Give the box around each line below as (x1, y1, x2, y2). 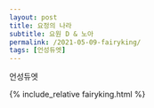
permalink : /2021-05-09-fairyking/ (9, 37, 142, 47)
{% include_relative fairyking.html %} (9, 89, 146, 100)
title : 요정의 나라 (9, 21, 72, 30)
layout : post (9, 12, 58, 22)
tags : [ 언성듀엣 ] (9, 46, 67, 55)
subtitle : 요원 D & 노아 (9, 29, 94, 38)
